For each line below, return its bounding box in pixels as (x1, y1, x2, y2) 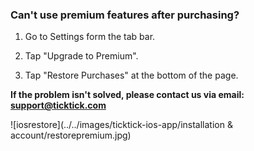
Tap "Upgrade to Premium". (24, 50, 139, 62)
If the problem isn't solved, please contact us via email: (10, 89, 245, 101)
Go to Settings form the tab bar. (24, 31, 156, 43)
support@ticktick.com (10, 99, 107, 112)
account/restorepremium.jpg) (10, 129, 132, 142)
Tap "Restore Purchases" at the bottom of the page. (24, 69, 239, 82)
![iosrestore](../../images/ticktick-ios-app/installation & (10, 119, 233, 131)
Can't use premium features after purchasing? (10, 8, 240, 22)
